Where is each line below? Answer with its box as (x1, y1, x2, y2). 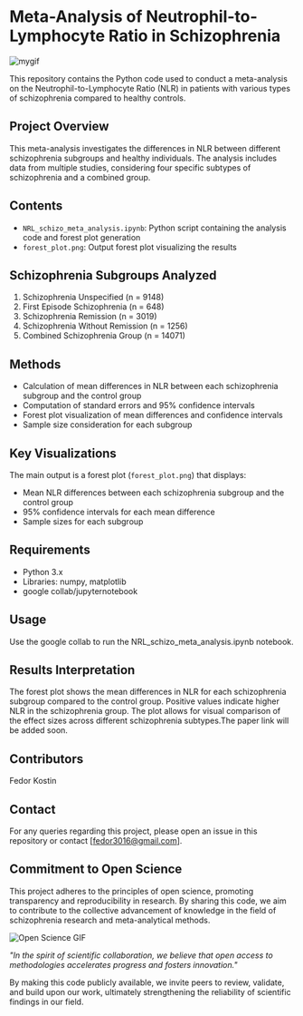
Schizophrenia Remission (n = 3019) (22, 311, 157, 322)
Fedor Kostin (9, 776, 57, 786)
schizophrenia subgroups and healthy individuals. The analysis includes (9, 152, 278, 163)
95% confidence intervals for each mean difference (22, 506, 215, 517)
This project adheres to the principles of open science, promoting (9, 885, 254, 896)
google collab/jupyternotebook (22, 585, 138, 596)
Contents (9, 198, 63, 214)
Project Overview (9, 119, 109, 134)
